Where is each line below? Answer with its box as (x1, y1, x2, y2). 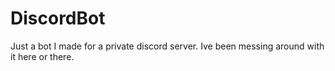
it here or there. (10, 50, 75, 62)
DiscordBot (10, 7, 106, 30)
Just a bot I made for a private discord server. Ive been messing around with (10, 40, 325, 52)
